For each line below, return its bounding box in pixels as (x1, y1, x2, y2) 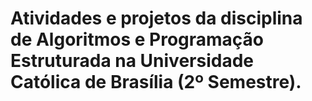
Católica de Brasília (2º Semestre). (10, 71, 302, 94)
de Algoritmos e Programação (10, 28, 265, 51)
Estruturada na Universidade (10, 50, 254, 72)
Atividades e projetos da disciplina (10, 7, 303, 30)
